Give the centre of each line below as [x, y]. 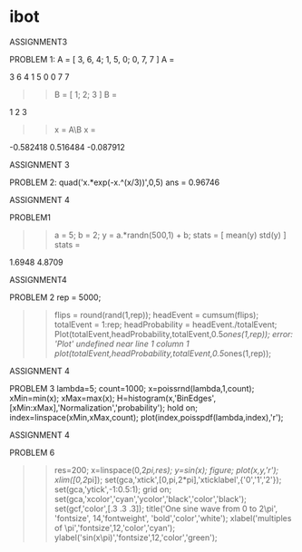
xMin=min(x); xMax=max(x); [62, 398]
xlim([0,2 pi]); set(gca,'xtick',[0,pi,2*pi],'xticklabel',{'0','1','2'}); [168, 479]
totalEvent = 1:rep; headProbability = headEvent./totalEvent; [166, 324]
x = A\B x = [75, 130]
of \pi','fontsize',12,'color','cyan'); [114, 528]
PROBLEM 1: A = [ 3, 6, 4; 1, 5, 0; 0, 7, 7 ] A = [92, 59]
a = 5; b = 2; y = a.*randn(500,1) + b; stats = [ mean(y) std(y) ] [170, 235]
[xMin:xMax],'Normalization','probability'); [88, 407]
